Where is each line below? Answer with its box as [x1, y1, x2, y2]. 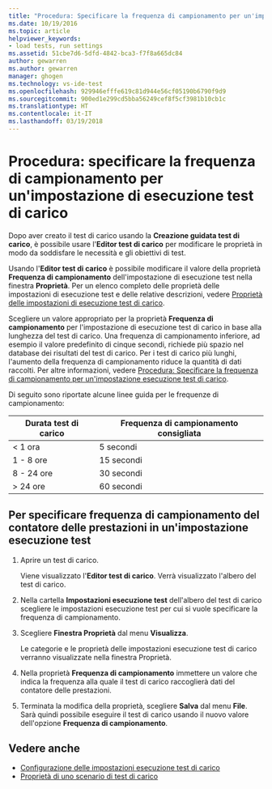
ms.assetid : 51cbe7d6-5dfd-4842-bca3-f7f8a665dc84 [8, 49, 183, 58]
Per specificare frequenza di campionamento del [8, 508, 260, 522]
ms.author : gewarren [8, 65, 79, 73]
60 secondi [99, 480, 143, 492]
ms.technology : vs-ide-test [8, 79, 104, 87]
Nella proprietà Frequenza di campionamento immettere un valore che [19, 667, 257, 677]
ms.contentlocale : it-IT [8, 110, 92, 118]
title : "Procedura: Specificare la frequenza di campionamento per [8, 11, 241, 20]
